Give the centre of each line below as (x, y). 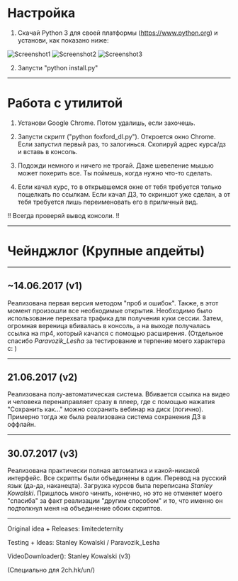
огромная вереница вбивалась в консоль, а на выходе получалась (109, 325)
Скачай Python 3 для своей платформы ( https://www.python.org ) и (118, 33)
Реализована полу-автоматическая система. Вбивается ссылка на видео (119, 394)
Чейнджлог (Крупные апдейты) (106, 251)
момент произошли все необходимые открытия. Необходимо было (110, 310)
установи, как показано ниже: (63, 40)
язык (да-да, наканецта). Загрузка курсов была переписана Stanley (110, 486)
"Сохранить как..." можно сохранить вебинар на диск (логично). (106, 409)
